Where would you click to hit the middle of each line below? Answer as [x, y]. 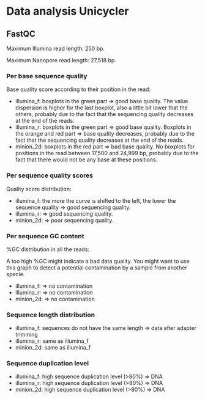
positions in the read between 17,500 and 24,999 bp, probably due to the [107, 153]
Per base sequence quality [47, 76]
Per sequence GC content [45, 236]
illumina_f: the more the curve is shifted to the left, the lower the [95, 200]
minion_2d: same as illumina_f [53, 348]
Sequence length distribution [51, 315]
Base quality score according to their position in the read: [79, 89]
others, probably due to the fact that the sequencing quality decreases [104, 114]
